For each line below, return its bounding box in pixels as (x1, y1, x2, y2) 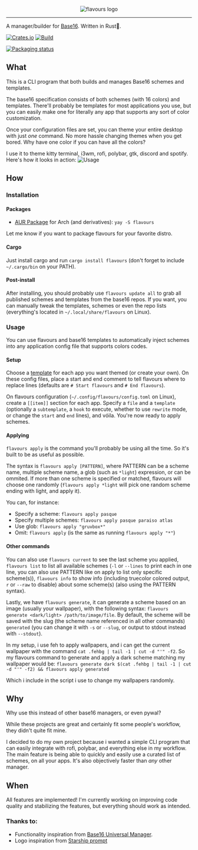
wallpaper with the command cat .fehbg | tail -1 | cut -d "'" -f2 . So (6, 647, 186, 654)
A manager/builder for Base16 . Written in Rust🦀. (6, 22, 121, 29)
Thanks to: (6, 817, 38, 825)
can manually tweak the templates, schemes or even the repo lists (6, 302, 167, 309)
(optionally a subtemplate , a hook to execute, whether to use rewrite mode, (6, 406, 187, 413)
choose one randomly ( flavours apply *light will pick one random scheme (6, 481, 190, 489)
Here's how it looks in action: (6, 156, 77, 163)
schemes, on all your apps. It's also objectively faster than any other (6, 757, 172, 765)
